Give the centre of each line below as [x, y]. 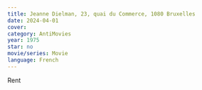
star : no [20, 47]
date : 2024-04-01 [33, 21]
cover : [17, 27]
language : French [33, 60]
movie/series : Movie [38, 54]
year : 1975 [23, 40]
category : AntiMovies [39, 34]
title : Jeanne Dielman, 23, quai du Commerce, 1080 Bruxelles [101, 14]
